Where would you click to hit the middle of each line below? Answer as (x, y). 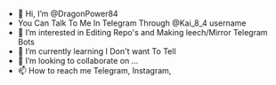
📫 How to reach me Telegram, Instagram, (94, 70)
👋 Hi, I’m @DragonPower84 (68, 14)
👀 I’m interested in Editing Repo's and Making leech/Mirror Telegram (143, 32)
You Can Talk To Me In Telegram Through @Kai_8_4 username (132, 23)
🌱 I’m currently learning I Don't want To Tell (97, 51)
